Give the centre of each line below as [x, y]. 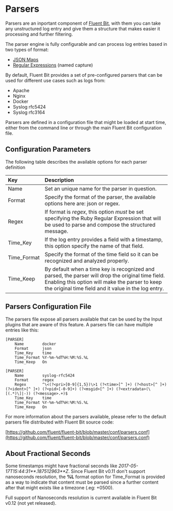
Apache [21, 90]
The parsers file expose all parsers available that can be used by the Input [84, 319]
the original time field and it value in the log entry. [104, 288]
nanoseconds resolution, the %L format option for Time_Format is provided [85, 477]
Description [59, 180]
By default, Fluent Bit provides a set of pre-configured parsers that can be [84, 75]
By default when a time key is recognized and [100, 269]
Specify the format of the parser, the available [100, 197]
